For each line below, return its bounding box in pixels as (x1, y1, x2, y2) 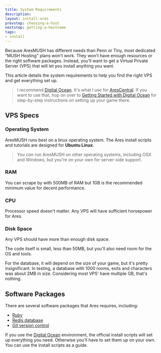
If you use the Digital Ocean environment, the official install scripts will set (5, 332, 153, 338)
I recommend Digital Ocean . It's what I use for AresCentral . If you (16, 87, 147, 93)
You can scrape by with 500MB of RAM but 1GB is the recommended (5, 180, 143, 185)
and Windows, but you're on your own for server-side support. (16, 156, 142, 163)
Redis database (12, 318, 44, 323)
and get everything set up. (5, 77, 58, 83)
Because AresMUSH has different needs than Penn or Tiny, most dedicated (5, 47, 156, 53)
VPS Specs (5, 111, 39, 119)
